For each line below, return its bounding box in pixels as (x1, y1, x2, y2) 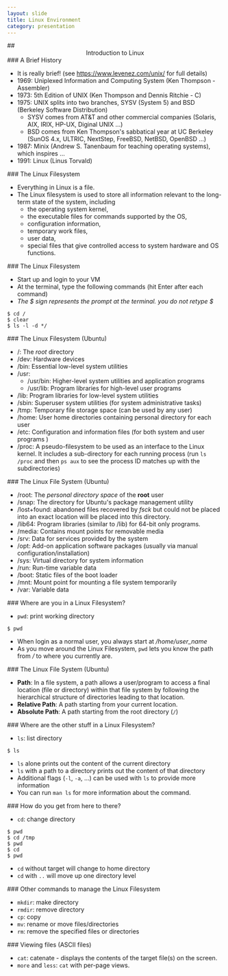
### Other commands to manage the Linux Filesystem (7, 885, 161, 893)
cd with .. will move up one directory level (16, 872, 136, 880)
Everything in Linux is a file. (16, 183, 95, 192)
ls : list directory (16, 734, 63, 742)
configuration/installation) (16, 549, 90, 557)
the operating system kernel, (27, 205, 108, 213)
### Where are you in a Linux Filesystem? (7, 599, 125, 607)
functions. (27, 249, 56, 257)
